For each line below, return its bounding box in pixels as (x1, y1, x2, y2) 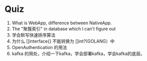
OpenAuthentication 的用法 (11, 44, 67, 50)
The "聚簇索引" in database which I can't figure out (11, 26, 116, 32)
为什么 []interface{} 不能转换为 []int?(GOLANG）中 (11, 38, 115, 44)
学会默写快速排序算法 (11, 32, 55, 38)
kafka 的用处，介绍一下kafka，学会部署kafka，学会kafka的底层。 (11, 51, 145, 57)
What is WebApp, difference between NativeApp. (11, 20, 112, 26)
